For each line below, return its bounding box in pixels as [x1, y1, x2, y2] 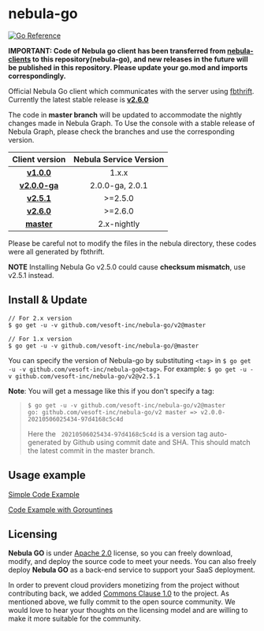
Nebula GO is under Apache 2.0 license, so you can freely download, [8, 548, 233, 558]
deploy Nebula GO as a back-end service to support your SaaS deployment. [8, 565, 256, 575]
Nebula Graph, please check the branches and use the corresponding [8, 127, 235, 136]
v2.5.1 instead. [8, 270, 54, 280]
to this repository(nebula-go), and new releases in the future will [32, 54, 248, 64]
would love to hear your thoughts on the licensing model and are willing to [8, 606, 248, 615]
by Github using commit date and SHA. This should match [62, 437, 251, 447]
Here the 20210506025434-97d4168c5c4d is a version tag [27, 429, 208, 438]
